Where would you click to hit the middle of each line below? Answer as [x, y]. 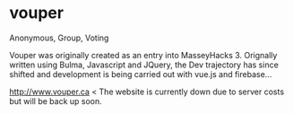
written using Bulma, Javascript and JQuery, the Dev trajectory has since [144, 65]
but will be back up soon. [56, 101]
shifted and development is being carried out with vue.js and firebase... [141, 74]
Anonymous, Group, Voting [59, 38]
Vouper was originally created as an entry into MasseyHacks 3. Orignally [143, 55]
